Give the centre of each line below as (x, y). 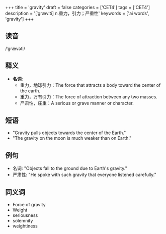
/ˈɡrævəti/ (15, 48)
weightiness (25, 226)
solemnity (23, 221)
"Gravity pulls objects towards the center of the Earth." (69, 133)
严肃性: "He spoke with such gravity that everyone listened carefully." (85, 175)
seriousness (25, 215)
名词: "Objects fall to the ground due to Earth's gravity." (70, 168)
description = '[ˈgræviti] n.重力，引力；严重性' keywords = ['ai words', (77, 13)
